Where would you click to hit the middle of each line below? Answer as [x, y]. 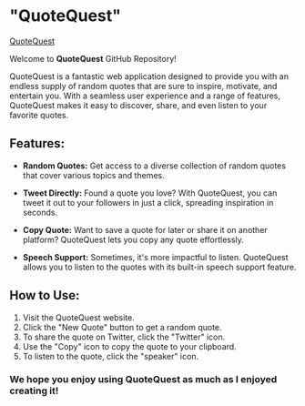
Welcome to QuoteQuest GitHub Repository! [93, 58]
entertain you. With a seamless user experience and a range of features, [145, 96]
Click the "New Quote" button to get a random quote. [122, 327]
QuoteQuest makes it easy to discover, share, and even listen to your [138, 105]
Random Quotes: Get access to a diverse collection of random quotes [154, 166]
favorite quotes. [39, 115]
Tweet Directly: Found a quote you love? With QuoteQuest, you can [150, 193]
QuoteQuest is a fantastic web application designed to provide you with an [149, 76]
